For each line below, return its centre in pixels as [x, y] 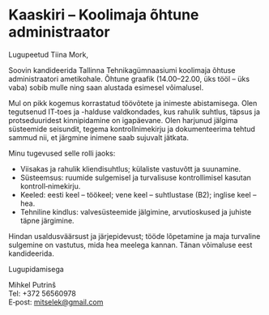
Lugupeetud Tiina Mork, [49, 54]
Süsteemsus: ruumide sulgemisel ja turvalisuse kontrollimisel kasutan [135, 177]
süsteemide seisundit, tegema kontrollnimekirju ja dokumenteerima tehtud [132, 129]
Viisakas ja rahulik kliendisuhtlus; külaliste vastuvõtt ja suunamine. [130, 168]
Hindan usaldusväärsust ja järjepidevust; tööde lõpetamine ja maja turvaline [134, 236]
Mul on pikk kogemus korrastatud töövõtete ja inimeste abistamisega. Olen [133, 103]
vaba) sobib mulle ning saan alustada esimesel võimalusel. [106, 87]
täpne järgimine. [47, 220]
